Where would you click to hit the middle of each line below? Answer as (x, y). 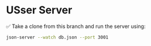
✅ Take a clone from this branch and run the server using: (76, 26)
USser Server (39, 10)
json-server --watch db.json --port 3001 (57, 37)
